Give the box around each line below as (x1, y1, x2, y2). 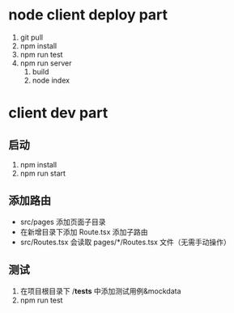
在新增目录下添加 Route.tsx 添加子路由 (19, 226, 148, 236)
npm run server (19, 58, 72, 68)
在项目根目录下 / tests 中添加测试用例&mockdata (19, 286, 181, 296)
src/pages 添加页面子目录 (19, 217, 106, 226)
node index (32, 75, 70, 85)
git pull (19, 32, 43, 42)
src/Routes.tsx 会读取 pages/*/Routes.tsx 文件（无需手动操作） (19, 237, 231, 247)
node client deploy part (8, 6, 168, 24)
